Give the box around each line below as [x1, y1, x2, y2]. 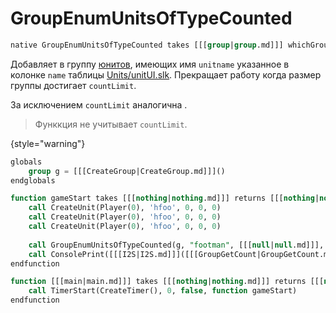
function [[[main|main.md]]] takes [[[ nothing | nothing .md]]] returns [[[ [10, 277, 325, 287]
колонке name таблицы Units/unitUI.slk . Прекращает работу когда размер [10, 68, 322, 81]
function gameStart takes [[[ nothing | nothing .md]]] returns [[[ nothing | [10, 193, 320, 204]
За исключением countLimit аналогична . [10, 98, 188, 111]
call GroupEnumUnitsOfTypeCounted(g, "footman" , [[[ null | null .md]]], [28, 240, 325, 250]
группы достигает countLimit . [10, 79, 137, 91]
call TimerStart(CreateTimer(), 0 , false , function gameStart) [28, 286, 298, 296]
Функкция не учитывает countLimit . [34, 118, 188, 130]
